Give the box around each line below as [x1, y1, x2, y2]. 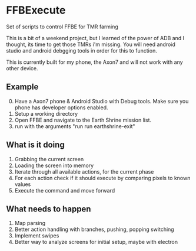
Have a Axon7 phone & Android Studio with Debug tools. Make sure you [14, 97, 189, 105]
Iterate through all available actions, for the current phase [14, 168, 154, 175]
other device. [6, 64, 38, 71]
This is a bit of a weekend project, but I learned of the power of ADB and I [6, 34, 184, 41]
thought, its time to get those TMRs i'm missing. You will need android [6, 41, 175, 48]
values [14, 181, 31, 188]
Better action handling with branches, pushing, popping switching [14, 226, 175, 233]
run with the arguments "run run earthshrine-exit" [14, 122, 135, 130]
